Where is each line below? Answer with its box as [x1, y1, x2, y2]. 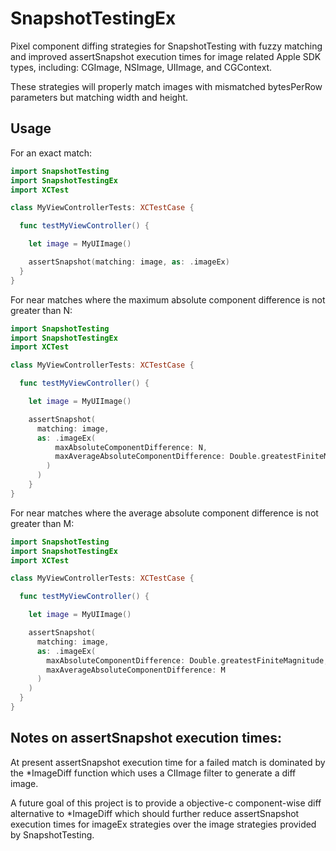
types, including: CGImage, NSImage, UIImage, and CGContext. [10, 61, 273, 73]
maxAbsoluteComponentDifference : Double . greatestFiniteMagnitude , [46, 655, 329, 666]
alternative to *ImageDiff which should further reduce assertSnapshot [10, 807, 300, 819]
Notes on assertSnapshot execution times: [10, 730, 282, 747]
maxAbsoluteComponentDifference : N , [54, 442, 208, 452]
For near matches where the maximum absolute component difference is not [10, 293, 326, 306]
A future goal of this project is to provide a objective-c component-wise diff [10, 797, 322, 809]
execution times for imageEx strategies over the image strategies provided [10, 818, 317, 830]
